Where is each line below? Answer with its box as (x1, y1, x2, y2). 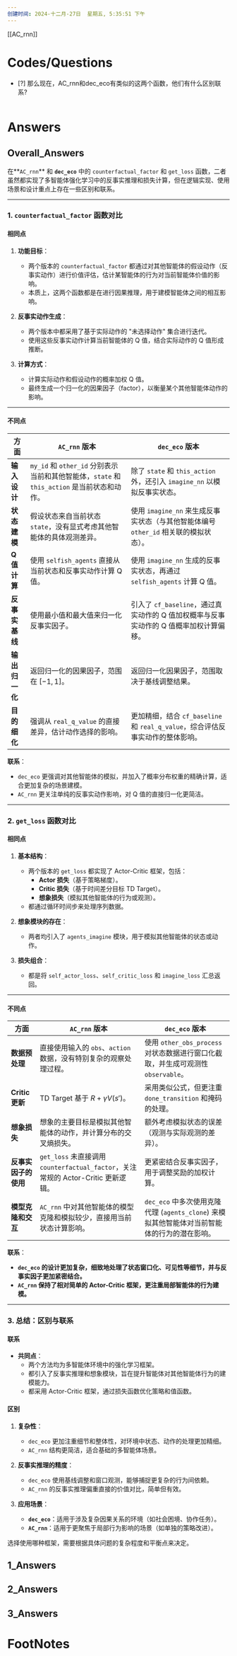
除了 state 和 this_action (130, 466, 217, 476)
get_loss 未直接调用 (39, 1151, 107, 1161)
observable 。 (144, 1069, 188, 1079)
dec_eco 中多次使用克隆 (144, 1197, 221, 1207)
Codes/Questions (7, 54, 113, 71)
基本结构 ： (17, 852, 49, 861)
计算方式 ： (17, 360, 49, 368)
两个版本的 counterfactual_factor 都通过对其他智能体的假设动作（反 (28, 261, 228, 270)
